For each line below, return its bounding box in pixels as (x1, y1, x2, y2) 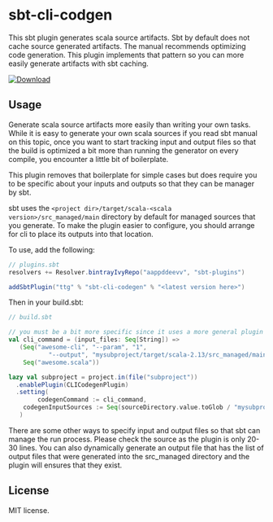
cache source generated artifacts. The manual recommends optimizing (8, 41, 246, 50)
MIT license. (8, 505, 50, 515)
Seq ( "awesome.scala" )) (23, 358, 100, 366)
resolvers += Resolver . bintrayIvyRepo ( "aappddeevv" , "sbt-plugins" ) (8, 268, 245, 276)
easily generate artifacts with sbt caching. (8, 59, 149, 68)
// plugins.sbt (8, 261, 60, 269)
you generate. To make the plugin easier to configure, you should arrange (8, 220, 255, 230)
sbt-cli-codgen (8, 6, 113, 24)
